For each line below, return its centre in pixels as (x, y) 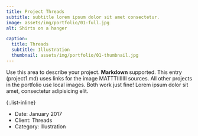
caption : (17, 39)
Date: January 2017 (38, 114)
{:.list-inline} (21, 102)
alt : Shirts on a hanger (37, 28)
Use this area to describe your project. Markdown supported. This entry (94, 72)
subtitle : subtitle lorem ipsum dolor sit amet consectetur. (83, 17)
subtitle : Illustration (40, 50)
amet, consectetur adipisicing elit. (47, 91)
